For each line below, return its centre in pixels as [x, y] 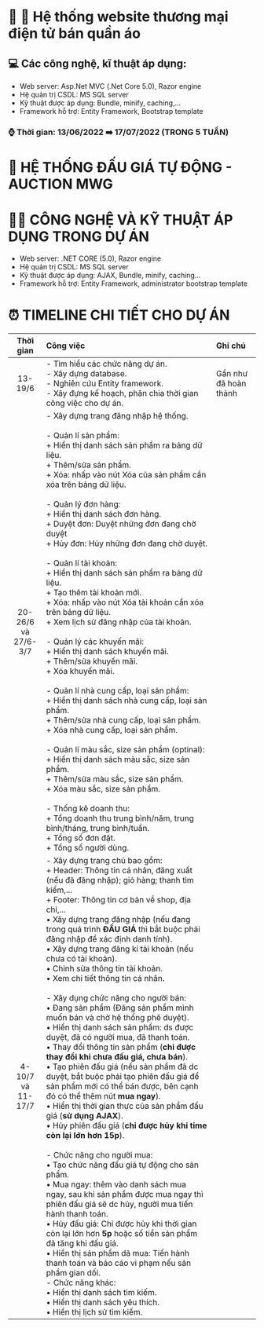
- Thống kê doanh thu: [88, 808]
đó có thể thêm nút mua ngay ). [103, 1096]
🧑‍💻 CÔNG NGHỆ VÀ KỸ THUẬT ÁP [121, 220]
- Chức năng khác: [81, 1282]
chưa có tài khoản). [82, 958]
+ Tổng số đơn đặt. [81, 838]
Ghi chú [231, 346]
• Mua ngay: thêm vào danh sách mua [116, 1184]
